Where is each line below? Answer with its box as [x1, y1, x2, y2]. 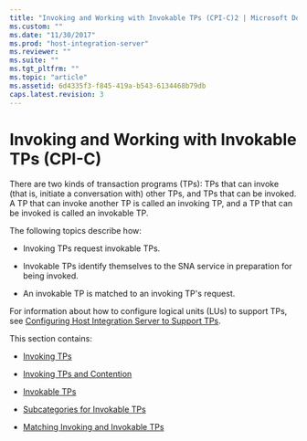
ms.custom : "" [9, 22, 64, 31]
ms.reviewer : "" [9, 47, 71, 57]
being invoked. [22, 270, 79, 281]
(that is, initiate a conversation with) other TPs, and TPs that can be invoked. [9, 188, 297, 199]
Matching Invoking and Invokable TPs [22, 422, 164, 433]
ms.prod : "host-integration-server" [9, 38, 149, 48]
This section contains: [9, 333, 93, 344]
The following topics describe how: [9, 226, 142, 236]
